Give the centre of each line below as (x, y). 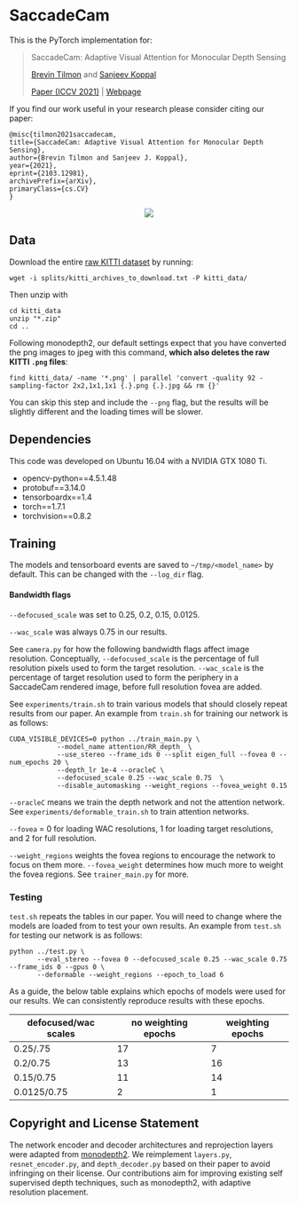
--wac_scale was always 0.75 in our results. (89, 632)
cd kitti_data (35, 311)
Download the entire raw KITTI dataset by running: (101, 262)
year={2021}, (33, 165)
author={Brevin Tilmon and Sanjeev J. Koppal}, (99, 158)
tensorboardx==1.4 (57, 497)
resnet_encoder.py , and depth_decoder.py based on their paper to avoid (140, 1163)
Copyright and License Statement (104, 1123)
